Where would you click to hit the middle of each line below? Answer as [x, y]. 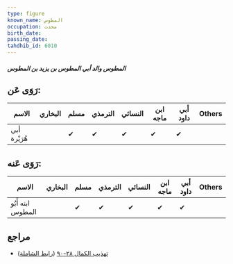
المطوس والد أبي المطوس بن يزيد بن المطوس [67, 68]
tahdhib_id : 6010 [32, 46]
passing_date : [28, 40]
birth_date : [24, 33]
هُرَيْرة [19, 138]
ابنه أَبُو [20, 204]
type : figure [26, 14]
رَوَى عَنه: [24, 163]
